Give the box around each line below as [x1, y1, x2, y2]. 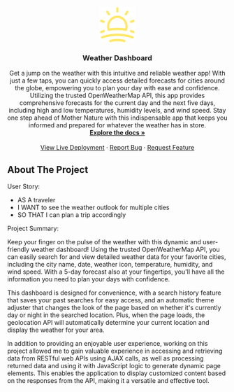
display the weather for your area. [7, 325, 105, 335]
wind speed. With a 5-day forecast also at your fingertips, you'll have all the [7, 267, 225, 276]
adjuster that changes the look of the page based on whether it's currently [7, 304, 221, 312]
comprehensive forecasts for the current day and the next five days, [19, 99, 216, 107]
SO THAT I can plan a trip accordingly [17, 211, 126, 219]
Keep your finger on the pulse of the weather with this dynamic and [7, 238, 201, 246]
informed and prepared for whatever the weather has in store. [28, 121, 207, 129]
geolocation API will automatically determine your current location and [7, 318, 210, 327]
